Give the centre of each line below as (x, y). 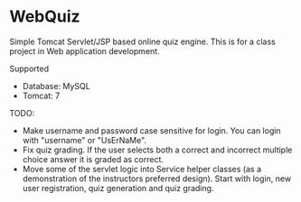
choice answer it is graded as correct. (93, 159)
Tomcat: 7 (41, 96)
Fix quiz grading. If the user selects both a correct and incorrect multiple (157, 150)
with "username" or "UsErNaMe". (85, 140)
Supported (29, 69)
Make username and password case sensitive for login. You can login (152, 130)
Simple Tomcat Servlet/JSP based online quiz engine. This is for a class (142, 41)
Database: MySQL (56, 86)
